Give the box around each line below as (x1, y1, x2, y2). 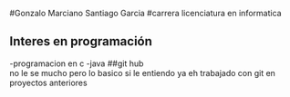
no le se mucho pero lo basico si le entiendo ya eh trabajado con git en (9, 67, 276, 78)
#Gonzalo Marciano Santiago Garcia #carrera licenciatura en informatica (9, 8, 282, 18)
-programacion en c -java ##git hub (9, 58, 144, 69)
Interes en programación (9, 34, 153, 49)
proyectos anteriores (9, 77, 88, 88)
